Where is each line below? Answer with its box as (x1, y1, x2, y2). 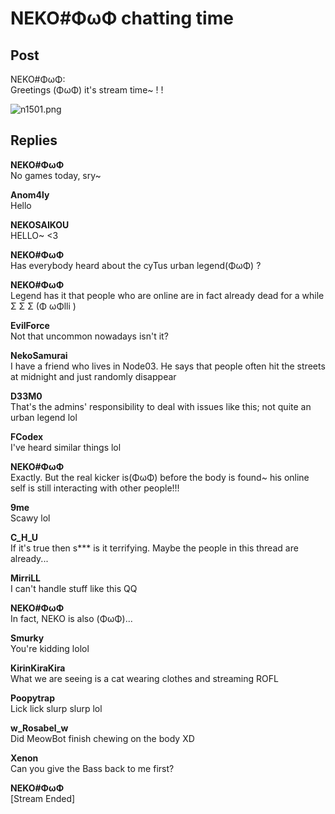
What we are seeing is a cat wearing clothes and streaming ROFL (10, 672, 279, 684)
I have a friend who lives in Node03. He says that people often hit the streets (10, 360, 326, 372)
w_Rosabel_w (10, 722, 69, 734)
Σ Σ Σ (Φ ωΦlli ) (10, 300, 77, 312)
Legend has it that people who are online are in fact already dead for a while (10, 289, 325, 301)
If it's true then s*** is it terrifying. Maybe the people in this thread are (10, 542, 299, 554)
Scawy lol (10, 512, 51, 524)
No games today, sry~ (10, 169, 102, 181)
